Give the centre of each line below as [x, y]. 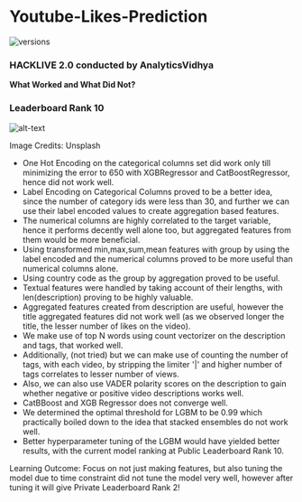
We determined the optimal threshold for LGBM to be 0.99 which [142, 412]
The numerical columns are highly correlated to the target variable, [146, 220]
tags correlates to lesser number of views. [101, 374]
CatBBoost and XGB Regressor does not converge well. [125, 403]
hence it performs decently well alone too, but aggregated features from [156, 230]
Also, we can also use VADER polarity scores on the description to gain [154, 383]
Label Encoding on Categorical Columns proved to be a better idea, [147, 191]
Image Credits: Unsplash [55, 145]
